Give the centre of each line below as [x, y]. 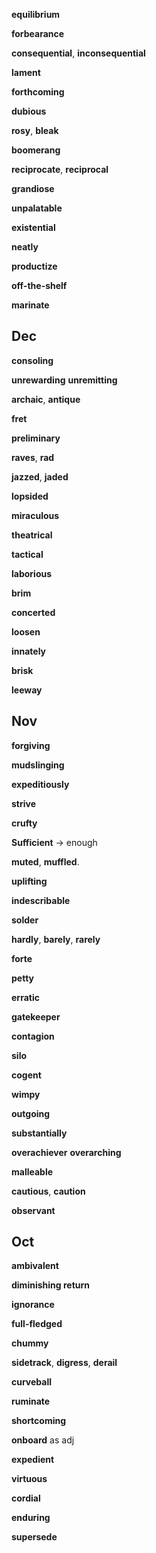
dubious [29, 111]
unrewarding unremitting [64, 380]
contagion [33, 1036]
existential [33, 227]
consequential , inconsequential [78, 53]
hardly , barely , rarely [56, 939]
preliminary [36, 438]
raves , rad [33, 457]
